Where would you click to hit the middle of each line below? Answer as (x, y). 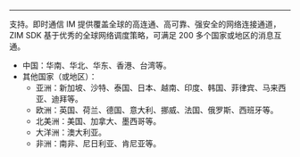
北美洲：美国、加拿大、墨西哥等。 (98, 121)
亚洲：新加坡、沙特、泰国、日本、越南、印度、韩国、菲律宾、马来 (157, 87)
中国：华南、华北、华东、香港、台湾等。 (96, 65)
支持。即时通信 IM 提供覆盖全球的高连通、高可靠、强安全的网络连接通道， (145, 24)
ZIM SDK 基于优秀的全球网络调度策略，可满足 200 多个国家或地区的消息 (142, 35)
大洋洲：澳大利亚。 (71, 132)
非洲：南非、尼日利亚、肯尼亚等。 (98, 143)
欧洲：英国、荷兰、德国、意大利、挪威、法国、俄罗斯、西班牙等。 (157, 110)
